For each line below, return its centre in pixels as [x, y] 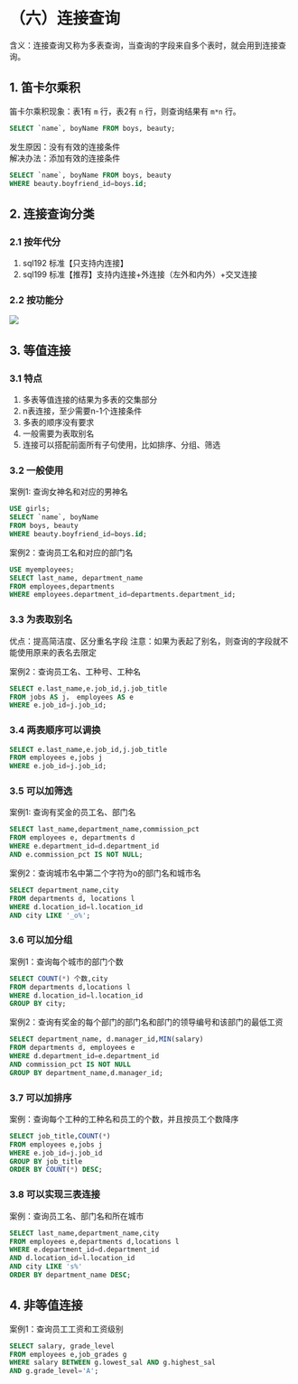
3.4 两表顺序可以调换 [55, 730]
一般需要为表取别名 [58, 433]
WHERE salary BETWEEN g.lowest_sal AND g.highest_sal [113, 1363]
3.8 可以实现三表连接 [55, 1194]
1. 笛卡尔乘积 [45, 88]
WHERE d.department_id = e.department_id [84, 1056]
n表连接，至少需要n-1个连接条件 [82, 411]
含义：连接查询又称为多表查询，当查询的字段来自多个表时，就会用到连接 [144, 45]
